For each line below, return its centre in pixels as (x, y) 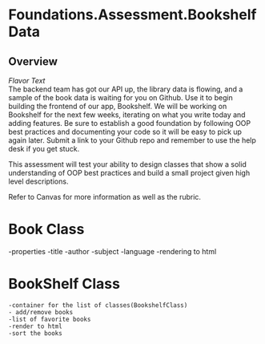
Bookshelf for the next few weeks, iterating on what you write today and (127, 115)
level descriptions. (38, 181)
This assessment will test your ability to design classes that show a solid (127, 164)
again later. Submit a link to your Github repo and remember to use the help (132, 140)
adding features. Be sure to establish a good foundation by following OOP (129, 123)
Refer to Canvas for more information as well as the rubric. (105, 197)
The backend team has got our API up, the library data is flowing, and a (126, 89)
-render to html (35, 326)
